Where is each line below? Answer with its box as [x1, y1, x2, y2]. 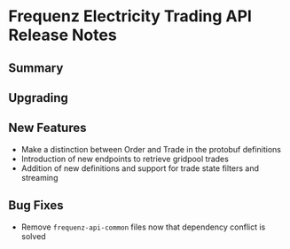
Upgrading [8, 90, 68, 105]
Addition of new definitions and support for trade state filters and [20, 162, 259, 174]
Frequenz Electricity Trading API [8, 6, 252, 27]
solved [20, 230, 46, 241]
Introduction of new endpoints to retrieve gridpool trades [20, 153, 230, 164]
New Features [8, 121, 87, 136]
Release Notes [8, 25, 117, 45]
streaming [20, 172, 59, 183]
